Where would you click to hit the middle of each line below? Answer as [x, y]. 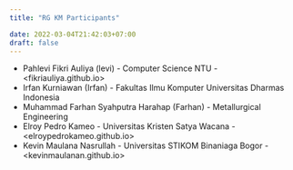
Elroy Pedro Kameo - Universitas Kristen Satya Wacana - [129, 126]
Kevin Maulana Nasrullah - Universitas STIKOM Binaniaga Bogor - [146, 145]
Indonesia [41, 97]
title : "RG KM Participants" [65, 18]
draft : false [34, 43]
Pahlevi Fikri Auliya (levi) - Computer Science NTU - [120, 68]
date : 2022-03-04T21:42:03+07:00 [73, 34]
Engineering [45, 117]
